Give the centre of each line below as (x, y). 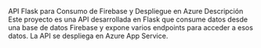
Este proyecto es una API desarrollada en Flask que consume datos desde (128, 19)
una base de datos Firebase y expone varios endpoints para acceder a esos (130, 27)
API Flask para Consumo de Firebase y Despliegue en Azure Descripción (126, 11)
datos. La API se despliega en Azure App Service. (88, 36)
